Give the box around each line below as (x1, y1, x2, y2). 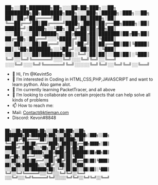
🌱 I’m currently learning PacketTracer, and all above (12, 87, 116, 92)
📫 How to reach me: (12, 103, 54, 108)
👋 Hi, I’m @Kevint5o (12, 71, 52, 77)
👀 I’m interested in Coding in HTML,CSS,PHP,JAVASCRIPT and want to (12, 76, 153, 82)
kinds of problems (12, 97, 49, 103)
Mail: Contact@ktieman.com (12, 110, 69, 115)
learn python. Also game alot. (12, 82, 71, 87)
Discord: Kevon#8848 (12, 115, 56, 121)
